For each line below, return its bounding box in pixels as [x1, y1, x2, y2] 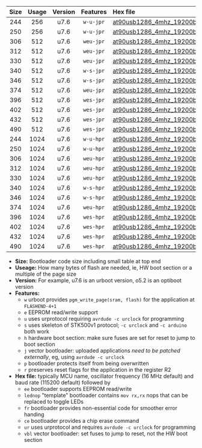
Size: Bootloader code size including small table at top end [14, 258, 161, 265]
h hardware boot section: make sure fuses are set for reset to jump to [23, 334, 195, 341]
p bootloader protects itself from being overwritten [23, 360, 149, 367]
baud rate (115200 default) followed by [14, 379, 111, 386]
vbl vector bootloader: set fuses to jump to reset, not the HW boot [23, 430, 188, 437]
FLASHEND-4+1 [23, 303, 57, 309]
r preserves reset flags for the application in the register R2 [23, 366, 171, 373]
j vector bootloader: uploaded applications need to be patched [23, 347, 180, 354]
